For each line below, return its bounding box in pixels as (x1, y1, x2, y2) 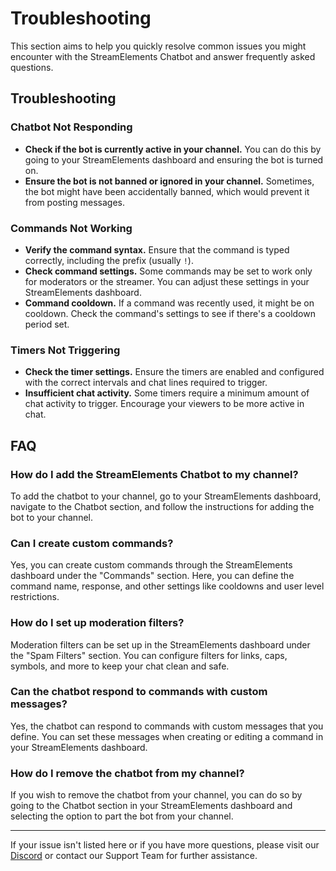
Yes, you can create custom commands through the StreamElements (10, 559, 293, 571)
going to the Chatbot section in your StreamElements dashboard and (10, 800, 293, 812)
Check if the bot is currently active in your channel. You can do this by (24, 143, 322, 155)
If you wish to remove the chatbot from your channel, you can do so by (10, 789, 303, 801)
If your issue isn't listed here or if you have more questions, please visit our (10, 839, 320, 851)
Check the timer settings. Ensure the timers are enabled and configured (24, 366, 325, 378)
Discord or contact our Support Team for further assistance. (10, 850, 258, 862)
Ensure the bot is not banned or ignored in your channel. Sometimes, (24, 175, 315, 187)
